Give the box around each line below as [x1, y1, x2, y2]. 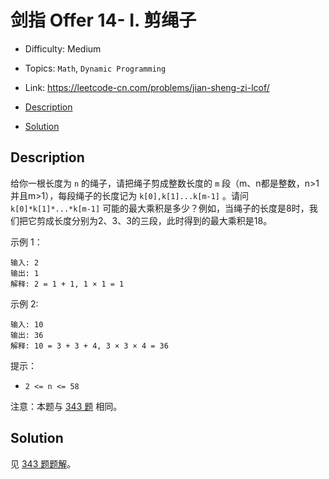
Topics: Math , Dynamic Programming [24, 62, 167, 74]
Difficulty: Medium [24, 42, 102, 55]
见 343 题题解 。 [10, 457, 77, 470]
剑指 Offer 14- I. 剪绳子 [10, 9, 197, 32]
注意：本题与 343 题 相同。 [10, 400, 123, 412]
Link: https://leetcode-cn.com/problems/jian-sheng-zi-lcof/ [24, 81, 270, 93]
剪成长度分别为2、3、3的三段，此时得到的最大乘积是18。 [36, 214, 273, 226]
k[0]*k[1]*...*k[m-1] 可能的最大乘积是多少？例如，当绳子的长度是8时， [10, 202, 310, 214]
